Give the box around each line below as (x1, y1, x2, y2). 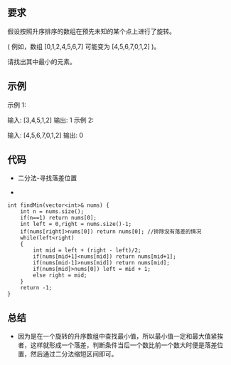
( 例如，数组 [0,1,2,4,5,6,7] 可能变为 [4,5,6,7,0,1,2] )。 (7, 42, 161, 51)
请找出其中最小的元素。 (7, 57, 76, 66)
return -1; (20, 284, 53, 292)
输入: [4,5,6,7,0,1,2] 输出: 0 (7, 130, 84, 139)
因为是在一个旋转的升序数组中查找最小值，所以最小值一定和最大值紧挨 (17, 332, 224, 341)
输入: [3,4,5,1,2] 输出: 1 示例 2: (7, 115, 95, 124)
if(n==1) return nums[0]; (20, 215, 97, 222)
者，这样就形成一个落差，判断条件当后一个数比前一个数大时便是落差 (17, 341, 217, 349)
